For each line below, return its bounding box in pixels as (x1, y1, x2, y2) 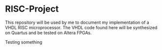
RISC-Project (5, 3, 59, 15)
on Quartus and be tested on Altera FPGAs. (5, 30, 92, 35)
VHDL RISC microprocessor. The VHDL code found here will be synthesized (5, 24, 158, 30)
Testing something (5, 39, 42, 45)
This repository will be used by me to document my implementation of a (5, 19, 150, 25)
